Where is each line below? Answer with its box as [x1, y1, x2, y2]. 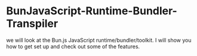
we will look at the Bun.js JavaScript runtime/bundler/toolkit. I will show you [6, 36, 192, 43]
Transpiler [6, 17, 59, 30]
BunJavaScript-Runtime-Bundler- [6, 4, 177, 18]
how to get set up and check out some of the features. [6, 43, 140, 50]
